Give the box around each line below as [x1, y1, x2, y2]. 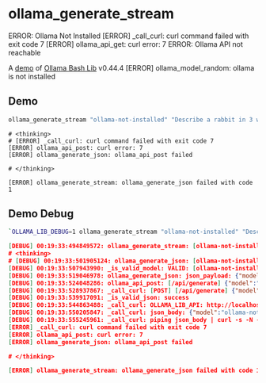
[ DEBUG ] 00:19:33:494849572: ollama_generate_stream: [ [8, 243, 196, 251]
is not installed [8, 71, 55, 81]
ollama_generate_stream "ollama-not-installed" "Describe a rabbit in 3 [8, 116, 253, 124]
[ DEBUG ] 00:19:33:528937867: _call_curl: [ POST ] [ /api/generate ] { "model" [8, 286, 260, 294]
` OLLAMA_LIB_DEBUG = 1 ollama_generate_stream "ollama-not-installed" [8, 228, 239, 236]
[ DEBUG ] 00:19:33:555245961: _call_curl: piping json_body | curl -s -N [8, 316, 253, 324]
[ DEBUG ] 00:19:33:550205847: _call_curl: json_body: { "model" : [8, 308, 222, 317]
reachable [8, 48, 41, 57]
